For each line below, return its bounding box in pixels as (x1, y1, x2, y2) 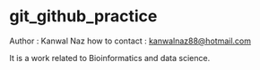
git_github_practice (9, 6, 158, 27)
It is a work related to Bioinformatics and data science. (9, 52, 211, 63)
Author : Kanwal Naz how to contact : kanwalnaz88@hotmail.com (9, 35, 251, 46)
